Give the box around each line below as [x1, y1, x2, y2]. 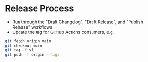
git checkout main [5, 43, 42, 48]
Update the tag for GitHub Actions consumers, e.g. [12, 29, 114, 35]
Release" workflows [12, 24, 53, 30]
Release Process [5, 3, 74, 14]
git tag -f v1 [5, 47, 34, 52]
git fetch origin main [5, 38, 51, 44]
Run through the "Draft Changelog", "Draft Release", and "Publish [12, 19, 144, 25]
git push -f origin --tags [5, 52, 60, 57]
